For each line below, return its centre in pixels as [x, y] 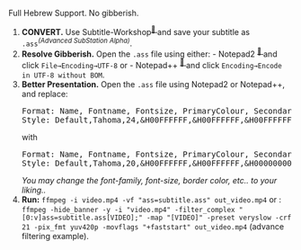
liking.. [34, 190]
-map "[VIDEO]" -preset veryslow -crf [219, 218]
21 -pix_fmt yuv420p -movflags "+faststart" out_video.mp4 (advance [153, 226]
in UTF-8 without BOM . [63, 75]
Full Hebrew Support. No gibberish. [74, 13]
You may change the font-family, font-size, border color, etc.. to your [149, 180]
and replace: [44, 94]
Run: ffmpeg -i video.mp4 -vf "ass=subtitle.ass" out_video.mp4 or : [151, 199]
